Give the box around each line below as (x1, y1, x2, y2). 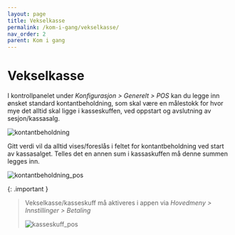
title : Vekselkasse (7, 17, 66, 24)
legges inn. (7, 157, 41, 166)
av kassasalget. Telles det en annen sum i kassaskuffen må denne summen (7, 149, 228, 158)
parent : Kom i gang (7, 37, 66, 44)
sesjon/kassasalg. (7, 114, 61, 123)
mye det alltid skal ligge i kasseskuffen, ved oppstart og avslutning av (7, 106, 211, 115)
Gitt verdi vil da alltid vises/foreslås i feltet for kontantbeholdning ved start (7, 142, 224, 151)
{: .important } (7, 185, 48, 194)
